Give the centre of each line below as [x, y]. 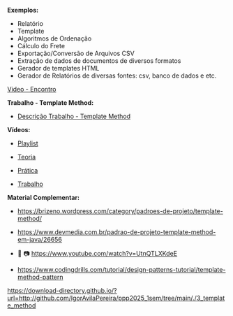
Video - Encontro [32, 89]
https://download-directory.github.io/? [62, 290]
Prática [28, 170]
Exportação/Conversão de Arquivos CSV [76, 53]
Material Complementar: [44, 197]
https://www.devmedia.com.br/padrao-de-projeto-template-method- [116, 232]
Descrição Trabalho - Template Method [74, 116]
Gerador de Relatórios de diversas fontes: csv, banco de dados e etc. [117, 76]
